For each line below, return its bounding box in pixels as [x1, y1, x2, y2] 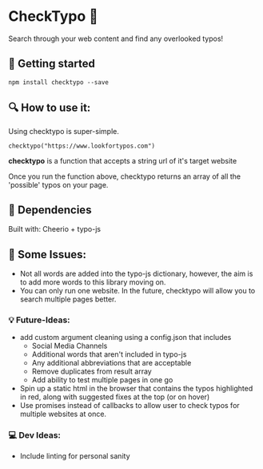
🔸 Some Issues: [8, 248, 86, 261]
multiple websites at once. [19, 409, 106, 419]
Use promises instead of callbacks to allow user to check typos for [19, 401, 240, 410]
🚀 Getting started [8, 57, 96, 71]
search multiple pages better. [19, 294, 117, 304]
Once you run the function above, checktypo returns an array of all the [8, 172, 241, 181]
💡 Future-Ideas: [8, 314, 70, 325]
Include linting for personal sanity [19, 451, 130, 460]
